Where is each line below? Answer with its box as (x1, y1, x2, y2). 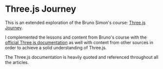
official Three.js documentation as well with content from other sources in (5, 39, 154, 45)
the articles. (5, 59, 29, 65)
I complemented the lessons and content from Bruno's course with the (5, 34, 147, 40)
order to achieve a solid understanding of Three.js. (5, 45, 107, 50)
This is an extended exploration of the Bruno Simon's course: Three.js (5, 20, 145, 25)
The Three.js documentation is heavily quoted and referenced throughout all (5, 54, 159, 60)
